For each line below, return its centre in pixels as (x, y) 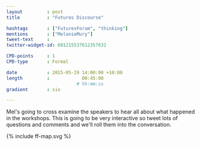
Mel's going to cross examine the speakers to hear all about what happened (101, 112)
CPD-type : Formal (37, 62)
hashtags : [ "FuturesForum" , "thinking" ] (67, 28)
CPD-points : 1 (31, 56)
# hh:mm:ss (90, 84)
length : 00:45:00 (55, 78)
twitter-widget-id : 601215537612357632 (56, 45)
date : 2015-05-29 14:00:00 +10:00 (64, 72)
